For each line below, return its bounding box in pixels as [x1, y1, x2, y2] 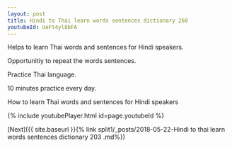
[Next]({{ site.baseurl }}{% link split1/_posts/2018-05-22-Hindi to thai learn [7, 125, 226, 134]
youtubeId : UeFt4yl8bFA [7, 23, 78, 30]
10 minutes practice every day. [7, 84, 97, 93]
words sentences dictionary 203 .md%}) [7, 132, 126, 142]
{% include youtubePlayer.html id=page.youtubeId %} [7, 111, 165, 120]
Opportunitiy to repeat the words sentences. [7, 57, 137, 65]
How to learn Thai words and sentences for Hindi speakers [7, 98, 179, 106]
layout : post [7, 10, 46, 18]
